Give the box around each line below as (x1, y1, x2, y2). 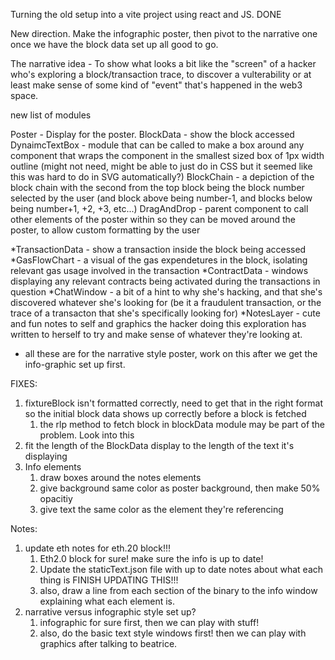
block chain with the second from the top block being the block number (10, 182, 305, 193)
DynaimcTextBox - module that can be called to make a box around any (10, 139, 305, 151)
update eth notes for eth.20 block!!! (24, 542, 172, 554)
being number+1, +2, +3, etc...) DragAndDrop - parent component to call (10, 203, 309, 214)
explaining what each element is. (39, 595, 175, 607)
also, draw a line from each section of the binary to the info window (39, 585, 318, 596)
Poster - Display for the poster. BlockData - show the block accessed (10, 129, 295, 140)
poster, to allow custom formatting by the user (10, 224, 201, 236)
